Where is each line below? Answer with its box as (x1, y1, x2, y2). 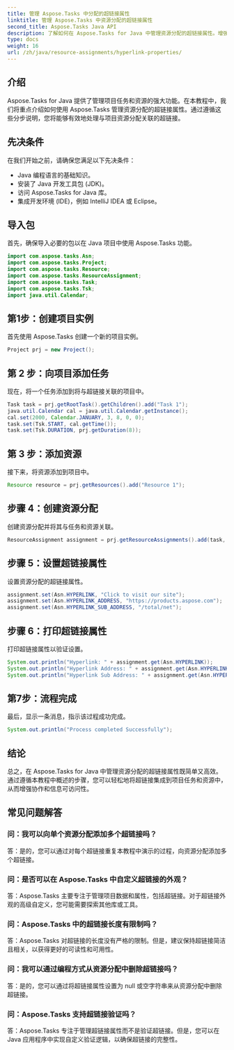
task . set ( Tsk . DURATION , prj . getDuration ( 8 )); (7, 427, 141, 434)
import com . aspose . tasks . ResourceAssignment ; (7, 272, 141, 279)
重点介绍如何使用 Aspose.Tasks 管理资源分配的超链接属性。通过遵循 (19, 105, 216, 113)
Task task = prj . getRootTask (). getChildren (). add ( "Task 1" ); (7, 401, 189, 408)
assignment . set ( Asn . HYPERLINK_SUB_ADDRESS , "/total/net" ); (7, 604, 182, 611)
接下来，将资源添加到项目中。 (7, 468, 93, 476)
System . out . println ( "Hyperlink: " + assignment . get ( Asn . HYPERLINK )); (7, 659, 214, 666)
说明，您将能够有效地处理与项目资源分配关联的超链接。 (25, 113, 185, 122)
